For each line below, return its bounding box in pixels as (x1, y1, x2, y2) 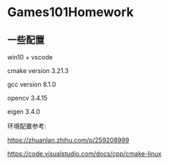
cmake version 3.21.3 (7, 67, 69, 74)
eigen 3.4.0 (7, 107, 40, 116)
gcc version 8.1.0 (7, 80, 56, 88)
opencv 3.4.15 (7, 94, 48, 102)
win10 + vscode (7, 53, 53, 61)
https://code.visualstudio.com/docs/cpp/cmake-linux (7, 150, 162, 158)
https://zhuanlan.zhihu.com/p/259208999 (7, 136, 130, 144)
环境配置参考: (7, 122, 47, 130)
